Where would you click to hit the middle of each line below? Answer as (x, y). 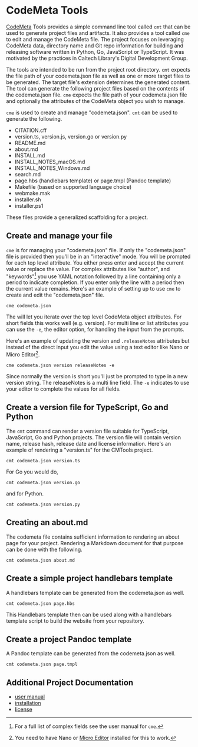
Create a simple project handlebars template (89, 579)
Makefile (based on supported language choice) (73, 186)
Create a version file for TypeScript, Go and (87, 408)
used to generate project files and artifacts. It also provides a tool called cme (98, 33)
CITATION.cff (31, 130)
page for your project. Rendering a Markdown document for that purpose (95, 543)
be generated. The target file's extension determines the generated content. (98, 82)
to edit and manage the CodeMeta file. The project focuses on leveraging (95, 39)
